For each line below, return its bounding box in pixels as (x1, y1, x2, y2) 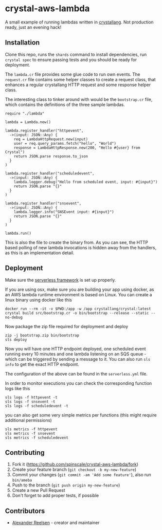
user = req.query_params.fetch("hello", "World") (14, 141, 117, 146)
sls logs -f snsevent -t (5, 399, 55, 404)
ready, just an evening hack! (5, 24, 62, 30)
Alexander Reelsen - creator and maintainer (12, 520, 100, 526)
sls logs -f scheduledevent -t (5, 403, 69, 408)
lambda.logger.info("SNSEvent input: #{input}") (14, 209, 114, 214)
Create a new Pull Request (12, 487, 66, 493)
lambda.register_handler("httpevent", (5, 128, 84, 133)
